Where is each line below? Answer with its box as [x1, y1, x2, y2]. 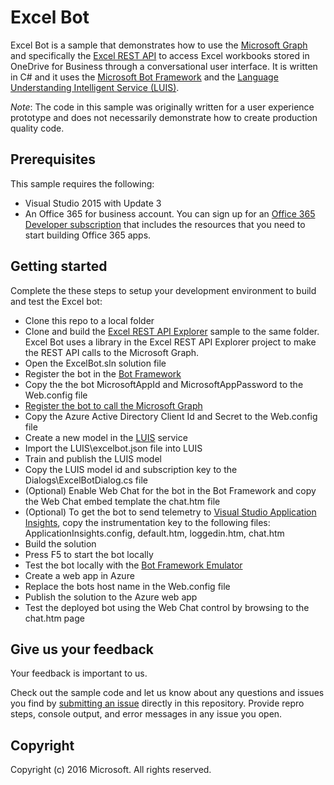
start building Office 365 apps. [24, 229, 152, 241]
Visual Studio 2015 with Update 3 [24, 197, 162, 209]
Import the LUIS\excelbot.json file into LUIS [24, 442, 203, 454]
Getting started [10, 258, 108, 275]
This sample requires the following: [10, 177, 155, 190]
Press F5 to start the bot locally [24, 548, 154, 560]
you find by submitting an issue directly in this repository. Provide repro [10, 697, 305, 710]
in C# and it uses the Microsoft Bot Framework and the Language [10, 71, 279, 83]
